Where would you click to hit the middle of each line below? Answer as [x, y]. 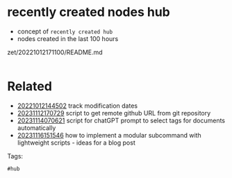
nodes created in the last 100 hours [68, 38]
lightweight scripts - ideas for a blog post [76, 143]
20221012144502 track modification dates [77, 106]
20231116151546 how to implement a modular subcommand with [109, 135]
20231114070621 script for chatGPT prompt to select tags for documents [121, 120]
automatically [36, 128]
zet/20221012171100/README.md [55, 52]
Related [30, 87]
